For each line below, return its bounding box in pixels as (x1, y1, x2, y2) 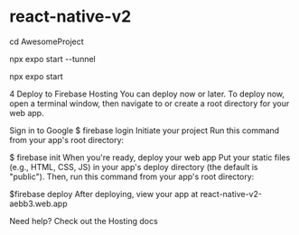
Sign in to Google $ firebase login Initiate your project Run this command (9, 124, 280, 136)
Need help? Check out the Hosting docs (9, 215, 158, 226)
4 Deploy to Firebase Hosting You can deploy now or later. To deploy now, (9, 88, 285, 99)
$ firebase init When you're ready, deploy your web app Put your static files (9, 151, 291, 163)
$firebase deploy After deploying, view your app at (9, 188, 199, 199)
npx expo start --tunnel (9, 53, 97, 64)
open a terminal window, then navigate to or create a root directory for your (9, 97, 290, 109)
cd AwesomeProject (9, 36, 84, 47)
